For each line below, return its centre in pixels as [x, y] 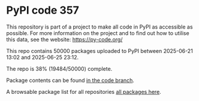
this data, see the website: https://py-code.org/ [64, 39]
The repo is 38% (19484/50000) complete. [59, 68]
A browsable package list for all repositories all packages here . [84, 91]
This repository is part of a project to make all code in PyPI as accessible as [99, 27]
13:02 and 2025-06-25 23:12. [43, 57]
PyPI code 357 [43, 10]
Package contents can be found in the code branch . [70, 80]
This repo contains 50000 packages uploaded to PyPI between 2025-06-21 [99, 50]
